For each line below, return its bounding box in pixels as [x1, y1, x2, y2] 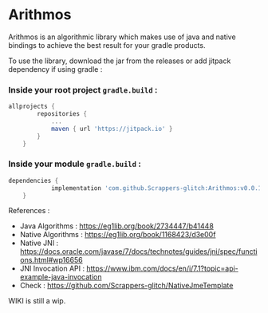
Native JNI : [19, 238, 59, 248]
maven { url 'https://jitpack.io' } [50, 125, 173, 133]
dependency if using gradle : [8, 64, 103, 73]
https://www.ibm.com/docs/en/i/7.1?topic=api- [86, 263, 239, 273]
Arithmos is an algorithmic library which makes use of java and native [8, 32, 237, 42]
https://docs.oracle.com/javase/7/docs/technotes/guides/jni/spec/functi [19, 247, 258, 256]
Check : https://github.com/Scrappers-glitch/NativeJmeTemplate [19, 281, 234, 291]
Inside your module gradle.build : [8, 158, 141, 169]
